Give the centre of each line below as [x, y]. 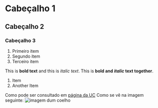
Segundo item [26, 56]
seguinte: [14, 100]
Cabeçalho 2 [25, 27]
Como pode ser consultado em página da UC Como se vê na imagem [74, 95]
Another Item [25, 86]
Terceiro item [25, 61]
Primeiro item [25, 51]
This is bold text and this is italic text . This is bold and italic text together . [79, 71]
